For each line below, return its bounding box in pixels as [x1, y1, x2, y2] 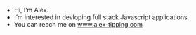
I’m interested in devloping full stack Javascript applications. [13, 13, 190, 21]
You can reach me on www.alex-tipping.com [13, 21, 143, 28]
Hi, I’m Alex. [13, 6, 49, 14]
